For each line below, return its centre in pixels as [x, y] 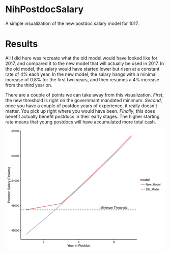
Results [22, 44]
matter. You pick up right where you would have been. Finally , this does [80, 111]
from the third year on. [29, 85]
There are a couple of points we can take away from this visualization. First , [84, 94]
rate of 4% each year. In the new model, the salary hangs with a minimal [81, 74]
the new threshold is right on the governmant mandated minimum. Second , [84, 100]
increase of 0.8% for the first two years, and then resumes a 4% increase [82, 79]
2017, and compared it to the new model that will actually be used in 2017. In [85, 63]
